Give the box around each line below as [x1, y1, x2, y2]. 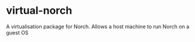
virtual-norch [6, 4, 73, 17]
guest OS [6, 29, 29, 36]
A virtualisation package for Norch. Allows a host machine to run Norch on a [6, 23, 190, 30]
